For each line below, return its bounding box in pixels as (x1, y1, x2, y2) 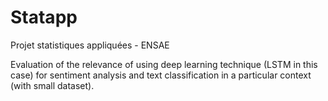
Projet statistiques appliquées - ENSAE (10, 39, 170, 51)
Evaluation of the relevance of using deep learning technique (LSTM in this (10, 58, 318, 70)
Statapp (10, 6, 78, 29)
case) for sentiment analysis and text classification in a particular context (10, 69, 312, 81)
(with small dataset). (10, 79, 95, 91)
